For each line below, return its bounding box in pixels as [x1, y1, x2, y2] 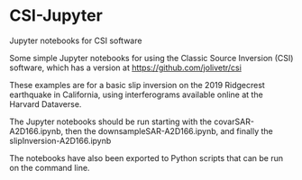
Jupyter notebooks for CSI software [9, 35, 142, 46]
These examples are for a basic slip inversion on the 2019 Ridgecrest [9, 79, 266, 90]
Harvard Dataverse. [9, 98, 82, 109]
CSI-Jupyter [9, 5, 104, 26]
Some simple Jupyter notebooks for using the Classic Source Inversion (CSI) [9, 52, 294, 63]
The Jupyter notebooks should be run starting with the [9, 116, 213, 127]
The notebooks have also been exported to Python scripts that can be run [9, 152, 284, 163]
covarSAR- [213, 116, 255, 127]
